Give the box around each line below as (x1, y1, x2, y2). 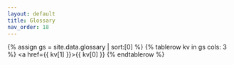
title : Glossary (7, 17, 55, 24)
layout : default (7, 10, 55, 18)
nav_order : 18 (7, 23, 50, 30)
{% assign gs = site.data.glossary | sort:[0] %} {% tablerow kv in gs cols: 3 (7, 43, 228, 52)
